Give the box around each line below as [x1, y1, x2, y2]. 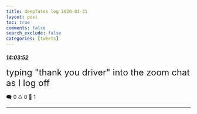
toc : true [6, 19, 30, 25]
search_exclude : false [6, 30, 62, 36]
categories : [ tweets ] [6, 36, 59, 42]
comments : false [6, 25, 46, 31]
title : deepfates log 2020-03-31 [6, 8, 88, 15]
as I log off [6, 77, 50, 89]
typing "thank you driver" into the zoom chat [6, 67, 191, 78]
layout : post [6, 14, 38, 20]
